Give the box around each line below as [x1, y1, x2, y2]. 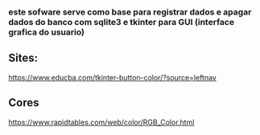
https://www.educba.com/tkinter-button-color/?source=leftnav [8, 72, 217, 82]
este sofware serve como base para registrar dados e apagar [8, 6, 252, 18]
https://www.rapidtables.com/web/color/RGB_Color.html [8, 117, 195, 127]
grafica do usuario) [8, 27, 85, 38]
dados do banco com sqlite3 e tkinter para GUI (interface [8, 16, 235, 27]
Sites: [8, 51, 39, 65]
